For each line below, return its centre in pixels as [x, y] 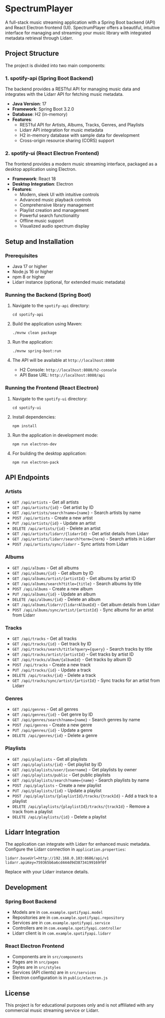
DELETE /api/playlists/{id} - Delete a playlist [59, 817]
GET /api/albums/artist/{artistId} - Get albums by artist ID [74, 578]
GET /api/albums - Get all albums [45, 568]
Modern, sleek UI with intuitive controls [59, 195]
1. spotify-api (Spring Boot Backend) [49, 78]
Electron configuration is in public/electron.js [60, 978]
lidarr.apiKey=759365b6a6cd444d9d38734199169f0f [56, 863]
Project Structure [32, 54]
